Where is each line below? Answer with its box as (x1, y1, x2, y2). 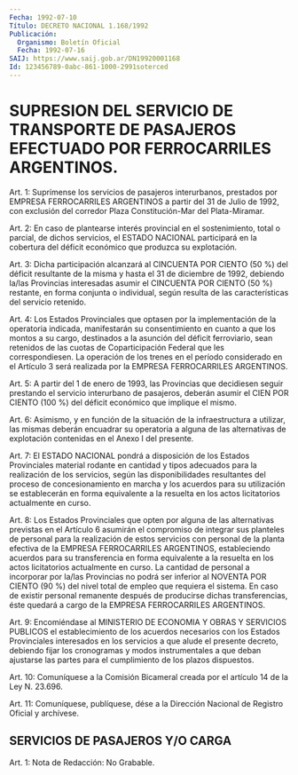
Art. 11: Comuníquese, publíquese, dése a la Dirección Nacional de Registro (9, 698, 284, 708)
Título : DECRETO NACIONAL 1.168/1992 (9, 21, 149, 30)
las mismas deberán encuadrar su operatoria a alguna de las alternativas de (9, 423, 286, 434)
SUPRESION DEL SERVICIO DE (9, 101, 233, 121)
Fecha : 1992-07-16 (17, 46, 86, 55)
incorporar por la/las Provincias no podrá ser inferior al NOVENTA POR (9, 571, 267, 581)
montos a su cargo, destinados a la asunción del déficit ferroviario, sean (9, 332, 273, 343)
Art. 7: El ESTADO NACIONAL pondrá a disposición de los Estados (9, 450, 250, 461)
